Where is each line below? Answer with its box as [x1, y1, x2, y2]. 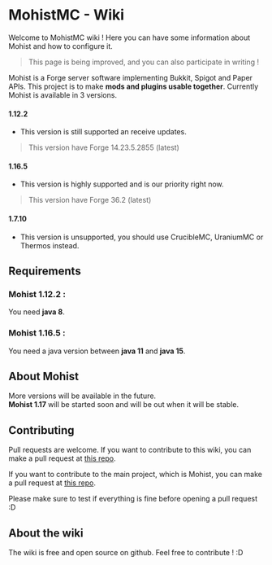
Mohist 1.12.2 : [8, 288, 67, 300]
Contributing [8, 423, 75, 437]
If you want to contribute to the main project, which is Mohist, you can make [8, 470, 262, 480]
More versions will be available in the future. [8, 391, 157, 401]
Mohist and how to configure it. [8, 41, 114, 50]
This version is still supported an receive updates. [19, 127, 187, 137]
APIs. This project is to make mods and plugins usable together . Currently [8, 81, 259, 91]
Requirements [8, 264, 81, 278]
